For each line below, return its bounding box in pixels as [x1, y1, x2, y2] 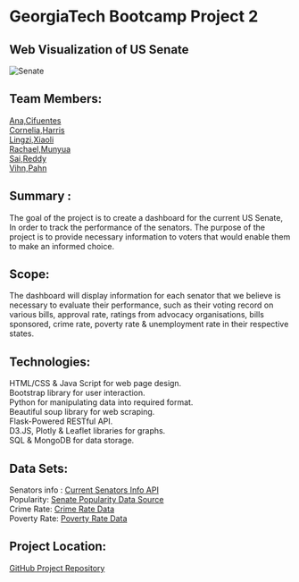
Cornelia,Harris [9, 124, 65, 135]
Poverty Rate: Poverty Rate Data [9, 513, 128, 524]
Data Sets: [9, 460, 69, 476]
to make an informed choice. [9, 240, 114, 251]
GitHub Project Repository [9, 562, 105, 573]
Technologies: [9, 354, 91, 369]
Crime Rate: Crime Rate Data [9, 503, 114, 515]
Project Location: [9, 539, 107, 554]
